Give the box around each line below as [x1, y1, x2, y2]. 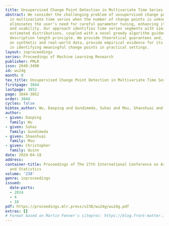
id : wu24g [5, 68, 26, 73]
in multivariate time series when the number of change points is [10, 17, 152, 22]
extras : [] [5, 208, 28, 214]
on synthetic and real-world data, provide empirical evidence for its [10, 40, 163, 45]
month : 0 [5, 73, 24, 78]
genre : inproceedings [5, 176, 51, 181]
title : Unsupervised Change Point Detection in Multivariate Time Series [5, 7, 163, 13]
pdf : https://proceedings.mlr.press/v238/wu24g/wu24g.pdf [5, 204, 129, 209]
